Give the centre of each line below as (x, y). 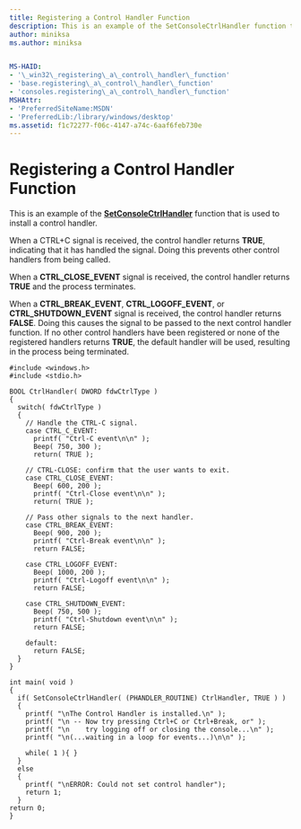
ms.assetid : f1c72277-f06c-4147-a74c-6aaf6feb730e (106, 125)
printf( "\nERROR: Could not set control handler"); (126, 785)
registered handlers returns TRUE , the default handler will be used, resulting (150, 342)
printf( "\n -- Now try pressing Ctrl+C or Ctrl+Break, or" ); (146, 722)
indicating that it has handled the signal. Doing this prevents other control (145, 250)
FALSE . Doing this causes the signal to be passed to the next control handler (150, 323)
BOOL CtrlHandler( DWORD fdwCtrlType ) (84, 392)
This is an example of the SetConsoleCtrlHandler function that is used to (145, 214)
